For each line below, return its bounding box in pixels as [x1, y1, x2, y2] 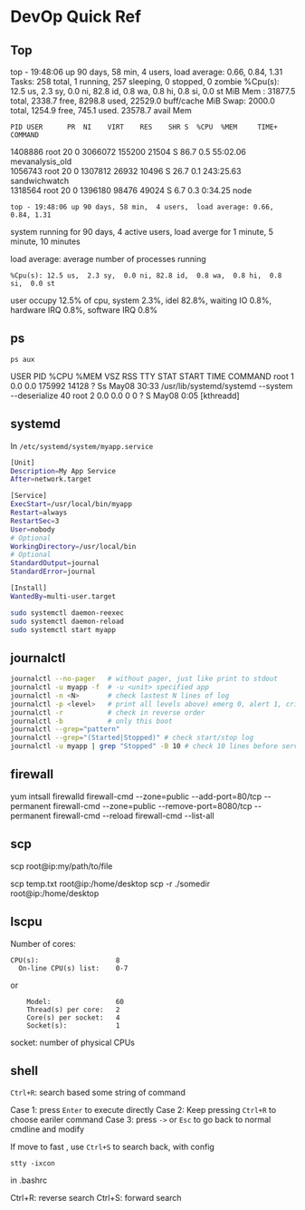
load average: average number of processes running [10, 254, 206, 264]
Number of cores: [10, 938, 76, 949]
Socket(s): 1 [26, 1020, 120, 1030]
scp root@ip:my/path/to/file [10, 860, 113, 872]
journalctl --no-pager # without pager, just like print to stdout [10, 674, 279, 684]
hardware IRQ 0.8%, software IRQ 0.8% [10, 305, 157, 315]
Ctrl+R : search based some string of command [10, 1087, 186, 1098]
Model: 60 [26, 997, 125, 1006]
